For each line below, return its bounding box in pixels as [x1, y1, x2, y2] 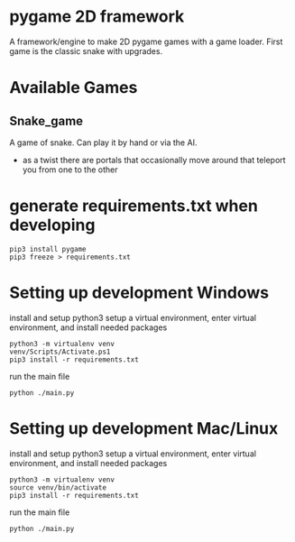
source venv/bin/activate [9, 482, 106, 492]
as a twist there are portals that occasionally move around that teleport [22, 154, 286, 165]
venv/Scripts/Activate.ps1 [9, 347, 111, 356]
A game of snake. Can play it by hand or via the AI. [9, 137, 198, 148]
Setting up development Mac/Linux [9, 418, 279, 438]
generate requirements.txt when [9, 196, 259, 216]
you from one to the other [22, 164, 119, 175]
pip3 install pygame [9, 244, 88, 253]
